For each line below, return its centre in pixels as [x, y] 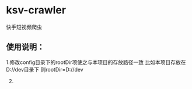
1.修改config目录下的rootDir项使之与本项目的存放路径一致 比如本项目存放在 [96, 62]
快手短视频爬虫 [24, 27]
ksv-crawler [36, 10]
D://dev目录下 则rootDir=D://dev [45, 69]
